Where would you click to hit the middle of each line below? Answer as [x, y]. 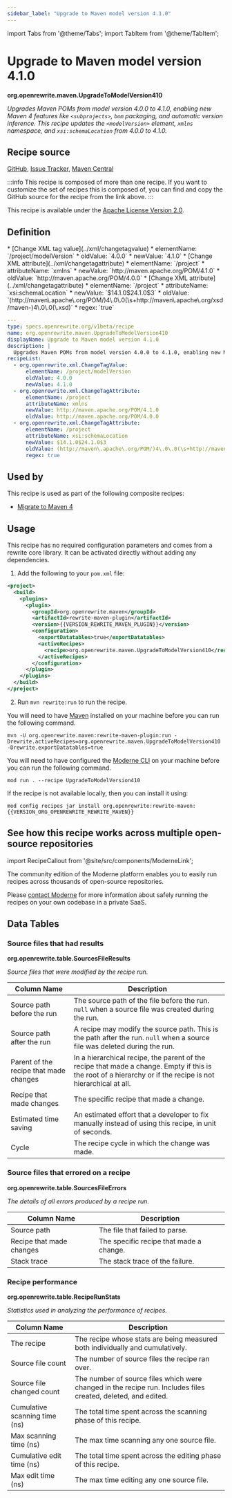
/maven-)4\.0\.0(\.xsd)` [40, 308]
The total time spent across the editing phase [148, 1456]
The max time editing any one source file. [142, 1480]
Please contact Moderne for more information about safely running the [108, 895]
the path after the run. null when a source [142, 1038]
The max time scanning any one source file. [145, 1441]
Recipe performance [42, 1282]
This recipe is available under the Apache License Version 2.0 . [96, 210]
